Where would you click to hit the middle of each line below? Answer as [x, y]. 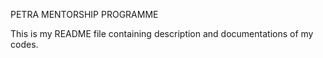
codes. [24, 44]
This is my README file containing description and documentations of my [162, 33]
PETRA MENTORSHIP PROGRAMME [84, 14]
